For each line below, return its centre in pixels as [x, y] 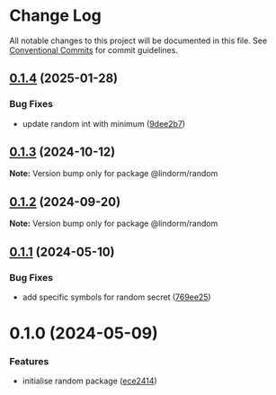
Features [29, 362]
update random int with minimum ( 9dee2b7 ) [104, 123]
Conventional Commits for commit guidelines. [93, 49]
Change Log [55, 16]
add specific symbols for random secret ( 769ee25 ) [116, 297]
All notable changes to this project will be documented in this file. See [138, 40]
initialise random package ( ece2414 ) [89, 381]
